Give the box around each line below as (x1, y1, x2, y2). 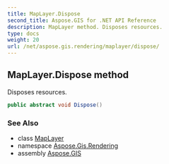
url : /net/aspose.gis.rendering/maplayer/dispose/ (7, 43, 160, 50)
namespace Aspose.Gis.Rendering (17, 141, 119, 150)
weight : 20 (7, 37, 40, 44)
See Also (7, 118, 39, 127)
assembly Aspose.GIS (17, 149, 81, 157)
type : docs (7, 30, 40, 37)
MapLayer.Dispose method (7, 69, 129, 81)
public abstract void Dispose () (7, 101, 103, 108)
